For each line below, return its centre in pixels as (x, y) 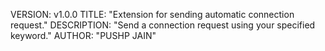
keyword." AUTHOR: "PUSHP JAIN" (83, 35)
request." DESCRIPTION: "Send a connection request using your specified (163, 25)
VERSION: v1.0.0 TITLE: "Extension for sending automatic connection (152, 14)
